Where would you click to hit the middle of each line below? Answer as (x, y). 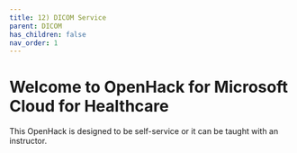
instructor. (28, 141)
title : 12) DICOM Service (58, 18)
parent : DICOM (36, 26)
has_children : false (48, 34)
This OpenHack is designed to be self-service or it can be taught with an (144, 131)
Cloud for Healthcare (89, 107)
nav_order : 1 (34, 43)
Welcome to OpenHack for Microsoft (149, 87)
